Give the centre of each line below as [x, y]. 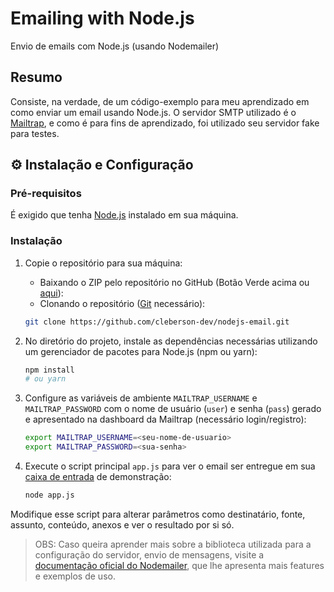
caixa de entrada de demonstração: [98, 477]
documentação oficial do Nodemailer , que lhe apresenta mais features [179, 565]
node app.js [49, 495]
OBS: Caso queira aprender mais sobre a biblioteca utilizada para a [173, 544]
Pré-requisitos [46, 194]
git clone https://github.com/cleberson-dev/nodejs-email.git [157, 322]
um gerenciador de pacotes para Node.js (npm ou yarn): [141, 351]
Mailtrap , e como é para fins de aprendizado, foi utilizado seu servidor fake [165, 123]
